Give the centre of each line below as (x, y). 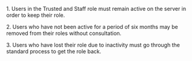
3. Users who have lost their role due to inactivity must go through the (93, 45)
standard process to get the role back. (54, 51)
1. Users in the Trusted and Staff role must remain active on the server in (96, 9)
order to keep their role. (36, 15)
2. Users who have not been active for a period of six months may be (92, 27)
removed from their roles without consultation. (64, 33)
